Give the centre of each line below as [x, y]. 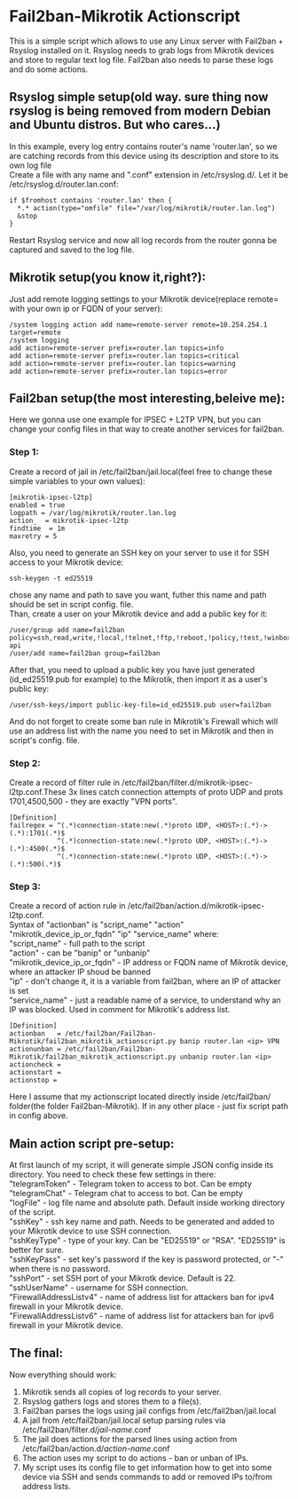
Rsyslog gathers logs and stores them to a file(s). [112, 1401]
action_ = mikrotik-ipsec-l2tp [69, 520]
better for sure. [37, 1250]
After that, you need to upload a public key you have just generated [132, 670]
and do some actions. [49, 69]
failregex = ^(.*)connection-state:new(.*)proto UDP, [111, 825]
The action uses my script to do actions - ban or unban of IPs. [135, 1457]
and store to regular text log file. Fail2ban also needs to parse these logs [141, 59]
